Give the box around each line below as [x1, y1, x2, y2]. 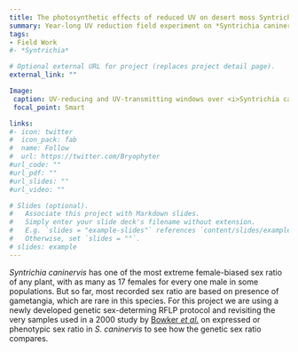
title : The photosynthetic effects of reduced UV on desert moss [9, 12, 255, 22]
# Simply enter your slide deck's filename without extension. [9, 218, 255, 227]
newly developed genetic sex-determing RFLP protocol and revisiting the [9, 304, 276, 316]
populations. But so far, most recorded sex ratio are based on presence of [9, 285, 279, 296]
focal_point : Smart [12, 103, 86, 112]
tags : [9, 29, 29, 38]
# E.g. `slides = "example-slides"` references [9, 226, 197, 236]
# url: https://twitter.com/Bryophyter [9, 152, 161, 161]
